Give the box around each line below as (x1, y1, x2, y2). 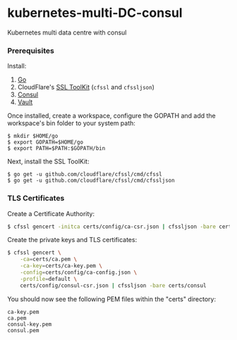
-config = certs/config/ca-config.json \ (20, 269, 138, 276)
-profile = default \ (20, 275, 78, 282)
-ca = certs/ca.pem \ (20, 256, 78, 263)
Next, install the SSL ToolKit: (7, 157, 90, 166)
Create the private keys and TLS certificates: (7, 236, 138, 244)
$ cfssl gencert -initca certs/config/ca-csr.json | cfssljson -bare (7, 223, 217, 230)
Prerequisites (7, 46, 54, 56)
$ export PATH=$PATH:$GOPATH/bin (7, 145, 106, 152)
